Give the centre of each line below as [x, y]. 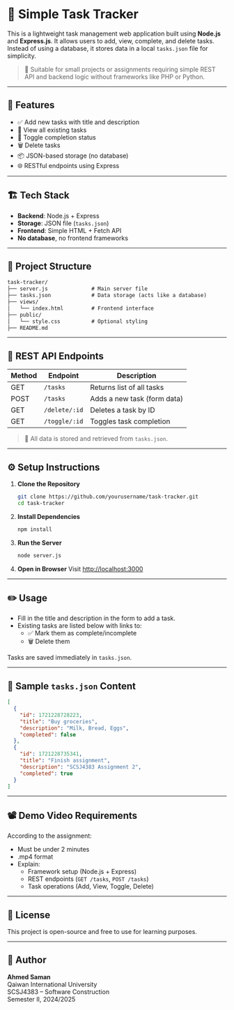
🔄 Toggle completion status [56, 137]
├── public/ [24, 315]
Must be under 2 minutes [53, 850]
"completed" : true [46, 774]
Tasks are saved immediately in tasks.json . [70, 658]
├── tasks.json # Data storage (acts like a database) [107, 296]
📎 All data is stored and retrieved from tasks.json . [96, 439]
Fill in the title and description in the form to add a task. [96, 618]
